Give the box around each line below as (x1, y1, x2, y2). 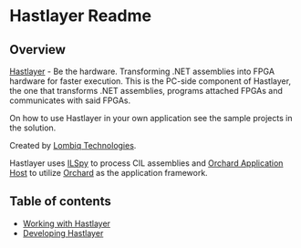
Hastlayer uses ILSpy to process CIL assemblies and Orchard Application (9, 158, 284, 169)
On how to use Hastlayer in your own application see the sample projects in (9, 113, 293, 123)
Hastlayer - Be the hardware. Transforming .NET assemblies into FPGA (9, 66, 275, 77)
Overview (9, 42, 67, 57)
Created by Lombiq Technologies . (9, 140, 137, 150)
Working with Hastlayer (22, 218, 111, 229)
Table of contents (9, 193, 111, 210)
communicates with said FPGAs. (9, 95, 131, 106)
